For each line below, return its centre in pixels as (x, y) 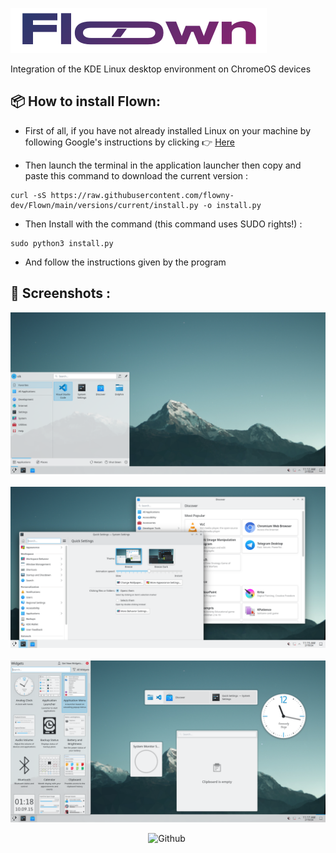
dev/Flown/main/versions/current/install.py (104, 205)
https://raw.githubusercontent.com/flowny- (142, 195)
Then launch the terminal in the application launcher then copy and (163, 165)
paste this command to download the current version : (136, 175)
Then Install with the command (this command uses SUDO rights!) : (163, 224)
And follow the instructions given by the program (125, 262)
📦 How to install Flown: (85, 101)
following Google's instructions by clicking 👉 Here (129, 142)
